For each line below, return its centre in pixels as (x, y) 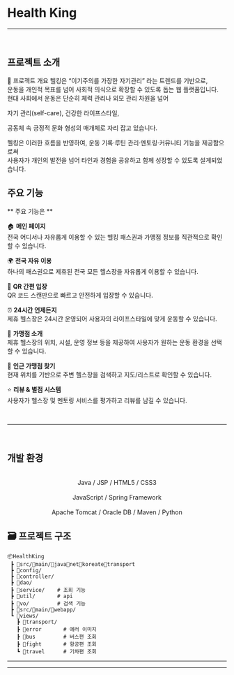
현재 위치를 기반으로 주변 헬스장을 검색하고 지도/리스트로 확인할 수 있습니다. (110, 375)
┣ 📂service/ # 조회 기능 (48, 590)
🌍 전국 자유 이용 (30, 261)
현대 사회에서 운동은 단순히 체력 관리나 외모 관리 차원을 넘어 (88, 98)
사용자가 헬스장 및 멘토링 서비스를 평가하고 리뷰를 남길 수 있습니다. (97, 400)
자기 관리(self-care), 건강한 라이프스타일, (63, 112)
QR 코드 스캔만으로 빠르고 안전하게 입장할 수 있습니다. (80, 295)
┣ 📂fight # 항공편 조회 (57, 644)
